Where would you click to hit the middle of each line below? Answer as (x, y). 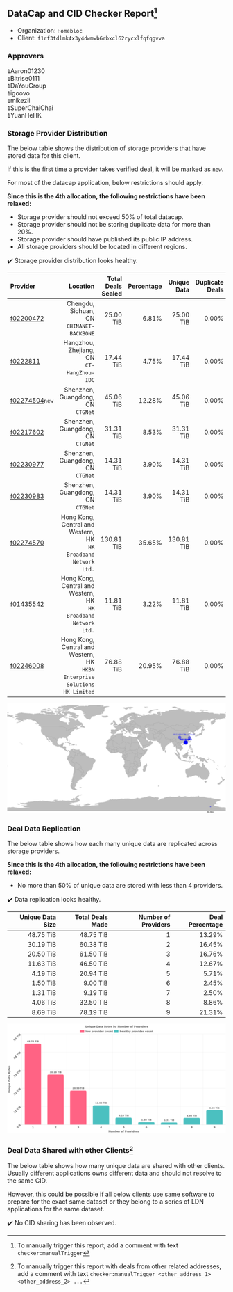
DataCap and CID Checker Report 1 (82, 13)
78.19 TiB (94, 1012)
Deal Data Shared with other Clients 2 (70, 1150)
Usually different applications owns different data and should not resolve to (114, 1173)
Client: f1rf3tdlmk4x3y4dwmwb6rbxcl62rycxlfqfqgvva (91, 38)
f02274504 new (32, 401)
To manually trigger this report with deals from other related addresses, (119, 1266)
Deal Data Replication (44, 829)
